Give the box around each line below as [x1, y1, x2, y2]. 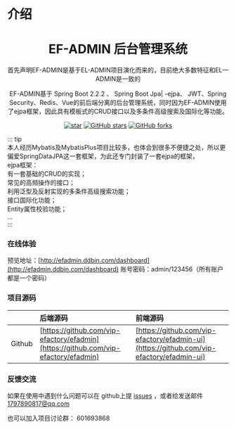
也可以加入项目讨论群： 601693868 [7, 414, 110, 423]
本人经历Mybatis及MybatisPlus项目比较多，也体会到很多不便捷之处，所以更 [7, 143, 226, 152]
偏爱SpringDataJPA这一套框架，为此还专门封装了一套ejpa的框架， [7, 152, 199, 160]
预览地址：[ [7, 256, 41, 264]
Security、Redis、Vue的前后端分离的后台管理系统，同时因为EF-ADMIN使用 [9, 98, 227, 107]
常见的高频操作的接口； [7, 179, 75, 187]
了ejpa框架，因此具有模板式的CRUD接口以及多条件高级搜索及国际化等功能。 [8, 107, 228, 116]
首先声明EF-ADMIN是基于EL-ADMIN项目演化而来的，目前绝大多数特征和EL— [7, 66, 229, 75]
